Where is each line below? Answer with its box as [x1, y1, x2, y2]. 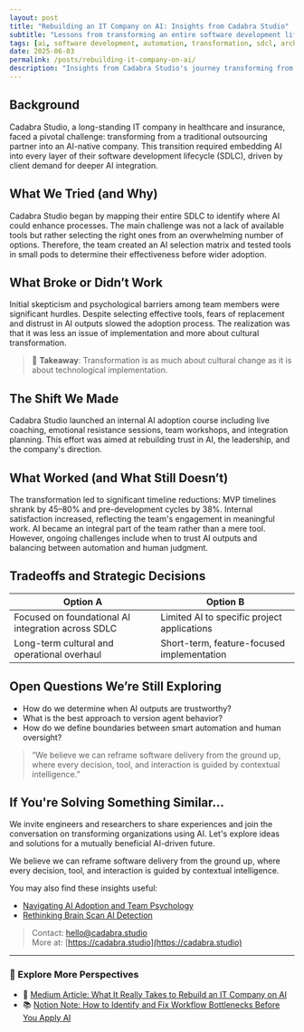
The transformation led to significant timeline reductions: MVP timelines [9, 494, 277, 505]
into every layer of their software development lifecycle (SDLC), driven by [9, 150, 283, 161]
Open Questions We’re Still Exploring [9, 679, 222, 694]
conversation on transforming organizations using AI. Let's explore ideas [9, 828, 280, 839]
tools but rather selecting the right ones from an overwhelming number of [9, 229, 284, 240]
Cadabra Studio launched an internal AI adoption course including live [9, 415, 270, 426]
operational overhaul [14, 648, 102, 661]
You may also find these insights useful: [9, 883, 158, 893]
